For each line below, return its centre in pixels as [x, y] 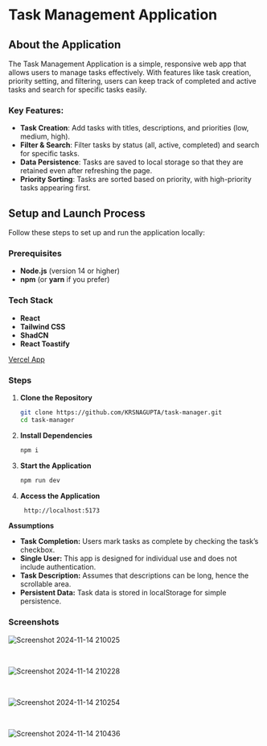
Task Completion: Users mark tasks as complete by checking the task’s [139, 541]
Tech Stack [31, 300]
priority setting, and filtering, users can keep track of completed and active [133, 81]
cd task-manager [47, 420]
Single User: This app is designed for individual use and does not [128, 558]
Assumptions [31, 526]
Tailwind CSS [43, 326]
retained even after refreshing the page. [86, 171]
